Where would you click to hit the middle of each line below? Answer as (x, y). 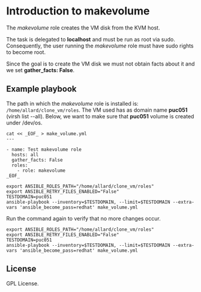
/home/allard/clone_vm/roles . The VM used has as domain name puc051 (97, 110)
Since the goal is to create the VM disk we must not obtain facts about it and (100, 64)
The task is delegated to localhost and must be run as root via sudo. (91, 39)
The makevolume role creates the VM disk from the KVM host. (83, 28)
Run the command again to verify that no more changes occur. (83, 218)
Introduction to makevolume (78, 11)
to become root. (26, 52)
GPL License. (22, 283)
